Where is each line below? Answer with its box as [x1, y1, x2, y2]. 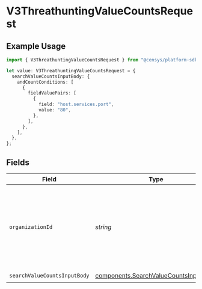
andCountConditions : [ [17, 79, 74, 85]
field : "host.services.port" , [38, 101, 114, 108]
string [95, 223, 112, 231]
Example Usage [6, 41, 66, 51]
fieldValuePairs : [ [28, 90, 77, 96]
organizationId [9, 223, 53, 230]
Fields [6, 157, 30, 167]
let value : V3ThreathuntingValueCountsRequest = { [6, 67, 136, 73]
